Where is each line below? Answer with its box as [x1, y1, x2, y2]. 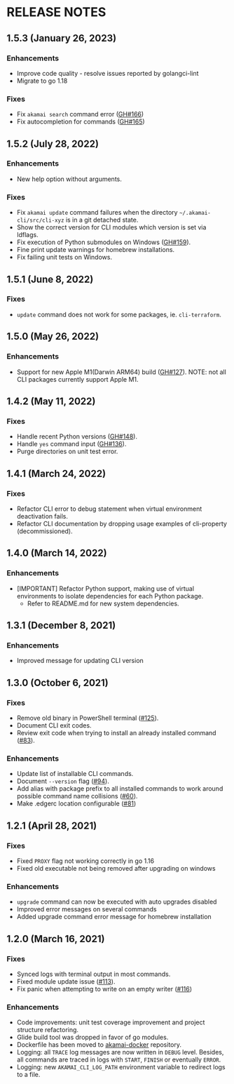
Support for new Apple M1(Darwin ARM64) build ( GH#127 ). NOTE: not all [16, 368, 227, 376]
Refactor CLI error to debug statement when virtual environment [16, 504, 202, 513]
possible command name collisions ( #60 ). [16, 792, 138, 801]
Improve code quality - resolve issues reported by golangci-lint [16, 69, 199, 77]
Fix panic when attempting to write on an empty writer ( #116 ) [16, 984, 193, 993]
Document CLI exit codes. [16, 721, 92, 730]
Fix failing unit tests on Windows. [16, 253, 113, 262]
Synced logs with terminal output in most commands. [16, 970, 171, 978]
